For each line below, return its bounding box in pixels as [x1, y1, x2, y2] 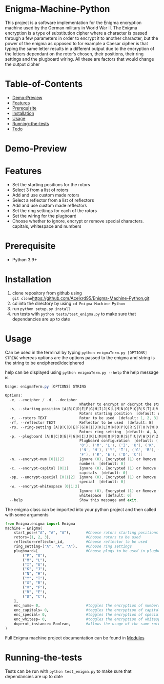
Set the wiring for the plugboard [12, 213, 77, 219]
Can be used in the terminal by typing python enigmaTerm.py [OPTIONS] [5, 349, 147, 355]
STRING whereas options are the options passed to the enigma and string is [5, 354, 155, 361]
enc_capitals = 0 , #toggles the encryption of [14, 608, 143, 613]
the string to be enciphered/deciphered [5, 360, 84, 366]
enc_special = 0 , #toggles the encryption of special [14, 612, 161, 617]
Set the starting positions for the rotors [12, 182, 90, 187]
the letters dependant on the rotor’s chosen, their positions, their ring [5, 50, 144, 57]
